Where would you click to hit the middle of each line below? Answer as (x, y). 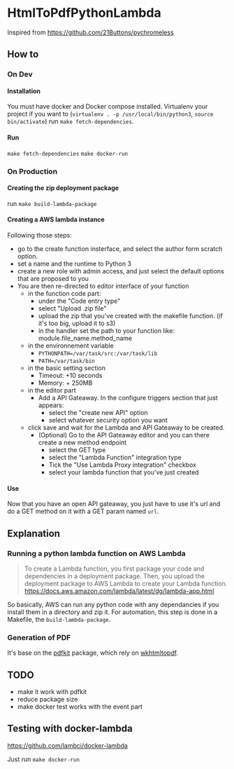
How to (23, 54)
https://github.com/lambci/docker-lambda (67, 745)
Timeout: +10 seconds (70, 375)
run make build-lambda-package (52, 203)
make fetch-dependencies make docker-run (67, 154)
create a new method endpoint (82, 442)
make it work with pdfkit (52, 691)
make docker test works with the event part (80, 707)
